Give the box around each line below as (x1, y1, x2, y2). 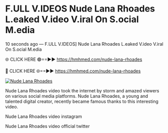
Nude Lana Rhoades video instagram (5, 113, 82, 119)
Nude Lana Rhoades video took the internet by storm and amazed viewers (5, 87, 159, 93)
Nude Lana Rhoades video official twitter (5, 123, 90, 129)
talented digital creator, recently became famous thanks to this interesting (5, 98, 159, 104)
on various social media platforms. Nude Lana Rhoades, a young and (5, 93, 148, 99)
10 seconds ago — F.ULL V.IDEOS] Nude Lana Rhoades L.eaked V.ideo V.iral (5, 41, 163, 47)
